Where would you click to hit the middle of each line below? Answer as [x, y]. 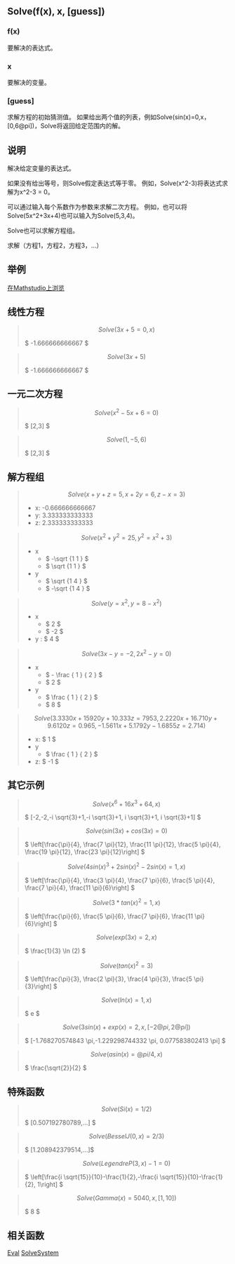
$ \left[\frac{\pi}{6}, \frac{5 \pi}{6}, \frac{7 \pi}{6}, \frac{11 [109, 916]
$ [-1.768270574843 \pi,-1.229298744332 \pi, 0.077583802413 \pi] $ [125, 1041]
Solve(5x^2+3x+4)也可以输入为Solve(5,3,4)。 [73, 216]
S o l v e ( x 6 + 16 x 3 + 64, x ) [127, 803]
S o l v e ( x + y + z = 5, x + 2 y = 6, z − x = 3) [127, 494]
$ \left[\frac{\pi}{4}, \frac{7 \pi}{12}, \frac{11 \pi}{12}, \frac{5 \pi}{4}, [122, 845]
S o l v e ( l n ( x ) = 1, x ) [127, 1000]
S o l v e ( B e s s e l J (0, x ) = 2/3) [127, 1136]
